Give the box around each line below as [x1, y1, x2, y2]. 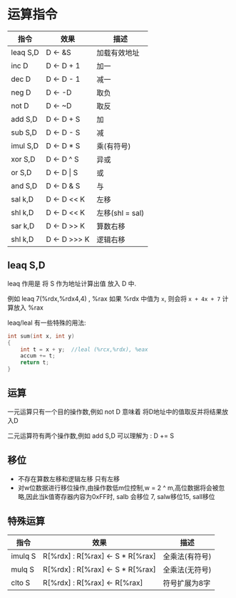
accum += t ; [20, 352, 56, 360]
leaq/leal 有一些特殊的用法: [7, 318, 87, 327]
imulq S [11, 551, 36, 561]
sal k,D [11, 194, 34, 204]
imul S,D [11, 140, 39, 150]
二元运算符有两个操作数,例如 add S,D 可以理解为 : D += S [7, 431, 175, 440]
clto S [11, 578, 31, 588]
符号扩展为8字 [163, 578, 211, 588]
